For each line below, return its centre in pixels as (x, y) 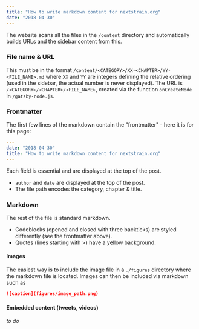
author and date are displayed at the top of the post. (80, 182)
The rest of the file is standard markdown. (58, 218)
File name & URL (31, 57)
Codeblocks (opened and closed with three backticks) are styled (96, 229)
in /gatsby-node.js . (31, 96)
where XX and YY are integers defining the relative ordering (118, 76)
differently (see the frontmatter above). (64, 236)
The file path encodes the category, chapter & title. (78, 189)
